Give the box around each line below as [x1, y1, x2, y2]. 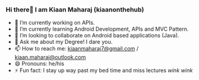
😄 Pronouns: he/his [14, 60, 64, 67]
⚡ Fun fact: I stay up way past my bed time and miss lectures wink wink [14, 67, 193, 74]
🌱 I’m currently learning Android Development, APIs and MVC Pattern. [14, 25, 189, 32]
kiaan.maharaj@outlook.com [14, 54, 86, 61]
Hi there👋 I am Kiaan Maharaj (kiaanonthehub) [5, 5, 144, 14]
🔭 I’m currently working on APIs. [14, 19, 95, 26]
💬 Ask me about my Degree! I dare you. [14, 38, 113, 46]
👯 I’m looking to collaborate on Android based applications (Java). [14, 32, 180, 39]
